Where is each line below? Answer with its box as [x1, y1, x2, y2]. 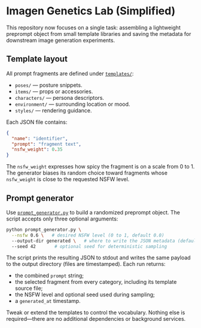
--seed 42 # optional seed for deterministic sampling [11, 243, 167, 249]
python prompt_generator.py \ [6, 226, 82, 232]
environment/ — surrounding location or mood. [14, 100, 130, 108]
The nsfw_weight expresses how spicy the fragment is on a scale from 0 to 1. [6, 163, 195, 170]
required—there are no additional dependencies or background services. [6, 315, 186, 323]
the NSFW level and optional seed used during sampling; [14, 291, 156, 298]
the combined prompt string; [14, 272, 84, 279]
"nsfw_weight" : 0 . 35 [11, 146, 63, 153]
